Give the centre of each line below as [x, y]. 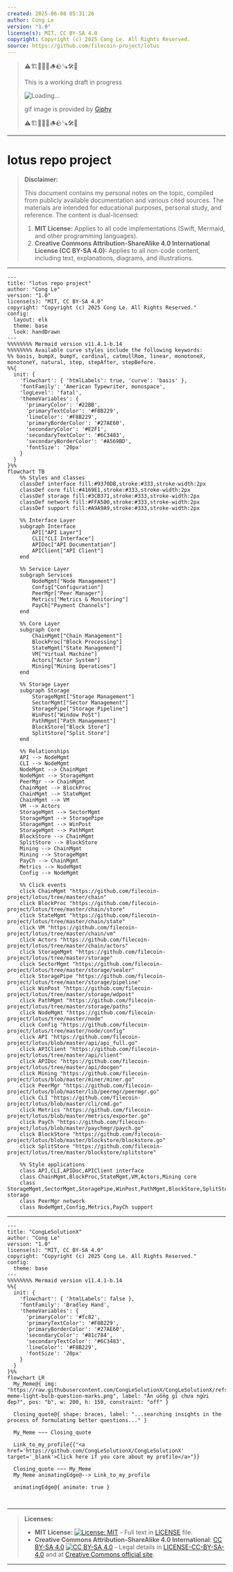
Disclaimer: [41, 179]
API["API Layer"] [57, 532]
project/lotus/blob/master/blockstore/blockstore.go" [87, 1140]
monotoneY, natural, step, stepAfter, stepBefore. [82, 362]
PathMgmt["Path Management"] [74, 721]
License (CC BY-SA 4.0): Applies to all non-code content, [117, 250]
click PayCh [37, 1122]
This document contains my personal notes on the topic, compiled [119, 192]
